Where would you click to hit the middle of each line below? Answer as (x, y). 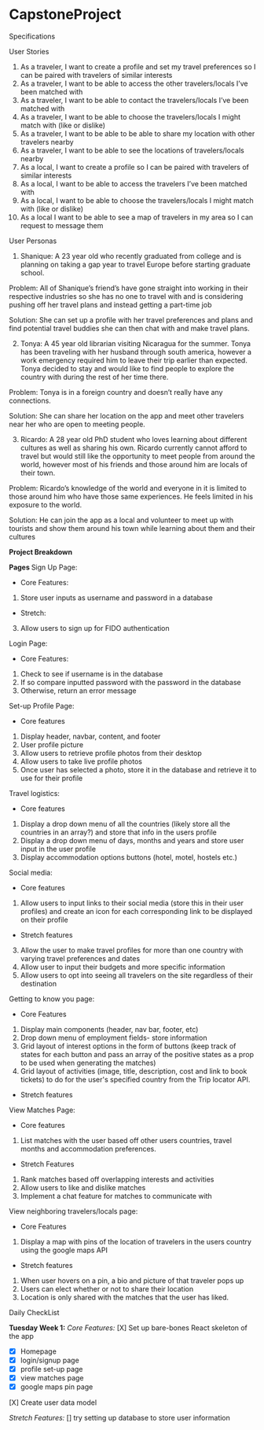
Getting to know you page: (52, 999)
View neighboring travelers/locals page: (73, 1211)
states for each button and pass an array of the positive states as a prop (137, 1054)
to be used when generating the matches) (88, 1063)
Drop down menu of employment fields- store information (114, 1037)
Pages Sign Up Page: (43, 567)
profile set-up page (51, 1369)
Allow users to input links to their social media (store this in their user (132, 903)
